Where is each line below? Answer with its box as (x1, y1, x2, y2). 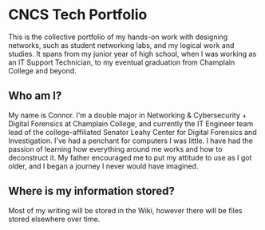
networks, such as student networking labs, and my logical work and (8, 40, 235, 50)
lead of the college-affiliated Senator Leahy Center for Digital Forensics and (8, 127, 257, 137)
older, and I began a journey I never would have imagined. (8, 161, 199, 171)
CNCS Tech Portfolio (8, 6, 148, 24)
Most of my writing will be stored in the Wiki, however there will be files (8, 205, 243, 215)
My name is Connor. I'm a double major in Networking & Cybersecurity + (8, 110, 247, 120)
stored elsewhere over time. (8, 214, 101, 224)
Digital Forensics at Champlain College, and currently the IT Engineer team (8, 118, 254, 129)
